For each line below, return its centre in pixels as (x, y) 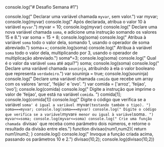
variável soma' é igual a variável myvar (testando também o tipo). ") (78, 105)
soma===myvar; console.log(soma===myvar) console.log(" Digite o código (81, 109)
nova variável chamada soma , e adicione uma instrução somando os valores (81, 32)
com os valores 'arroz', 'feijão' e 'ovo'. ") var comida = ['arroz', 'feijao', (76, 84)
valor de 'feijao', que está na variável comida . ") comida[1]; (63, 94)
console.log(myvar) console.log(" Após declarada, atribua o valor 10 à (76, 22)
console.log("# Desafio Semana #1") (42, 7)
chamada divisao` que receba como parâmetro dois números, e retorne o (78, 124)
